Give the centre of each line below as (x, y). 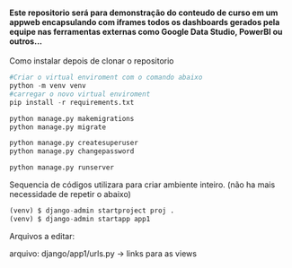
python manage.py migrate (58, 127)
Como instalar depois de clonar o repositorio (92, 61)
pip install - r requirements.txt (72, 102)
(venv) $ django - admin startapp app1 (80, 219)
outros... (26, 41)
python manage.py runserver (62, 168)
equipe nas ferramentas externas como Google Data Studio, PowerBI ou (146, 31)
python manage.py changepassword (72, 151)
